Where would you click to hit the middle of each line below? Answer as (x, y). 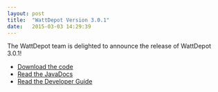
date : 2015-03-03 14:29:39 (49, 26)
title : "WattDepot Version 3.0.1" (58, 20)
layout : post (26, 13)
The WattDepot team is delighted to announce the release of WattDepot (109, 46)
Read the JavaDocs (45, 74)
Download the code (45, 67)
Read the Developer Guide (55, 82)
